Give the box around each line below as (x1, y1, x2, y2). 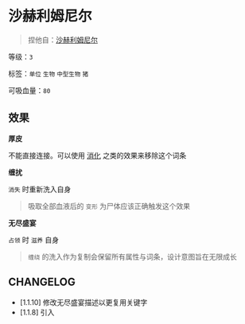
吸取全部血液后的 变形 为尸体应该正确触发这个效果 (27, 201, 191, 210)
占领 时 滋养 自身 (8, 235, 60, 245)
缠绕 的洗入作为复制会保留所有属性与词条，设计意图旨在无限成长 (27, 252, 237, 261)
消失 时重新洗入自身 (8, 184, 72, 194)
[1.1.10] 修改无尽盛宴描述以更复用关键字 (19, 297, 148, 307)
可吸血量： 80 (8, 85, 51, 95)
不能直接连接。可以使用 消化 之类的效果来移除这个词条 (8, 150, 187, 160)
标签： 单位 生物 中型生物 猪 (8, 68, 89, 78)
